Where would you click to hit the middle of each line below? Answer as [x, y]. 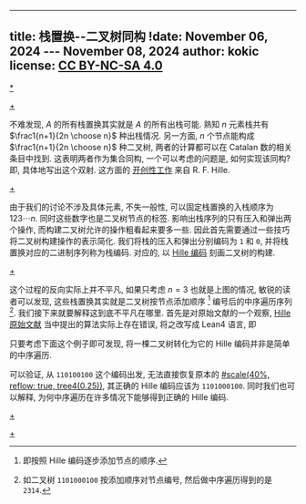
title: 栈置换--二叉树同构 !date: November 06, [139, 37]
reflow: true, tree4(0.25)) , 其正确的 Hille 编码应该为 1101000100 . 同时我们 [144, 386]
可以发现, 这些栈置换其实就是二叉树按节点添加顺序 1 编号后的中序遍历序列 [155, 300]
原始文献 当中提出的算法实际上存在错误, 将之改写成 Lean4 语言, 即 [133, 324]
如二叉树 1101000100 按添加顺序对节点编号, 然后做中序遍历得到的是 [148, 480]
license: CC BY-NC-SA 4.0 [86, 66]
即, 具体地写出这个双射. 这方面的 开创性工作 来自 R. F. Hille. [120, 170]
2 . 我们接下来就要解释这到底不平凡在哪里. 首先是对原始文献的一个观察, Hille [150, 313]
